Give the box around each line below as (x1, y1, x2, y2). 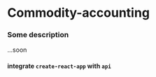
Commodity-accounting (7, 5, 150, 21)
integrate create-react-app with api (7, 62, 112, 71)
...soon (7, 45, 27, 54)
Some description (7, 30, 69, 40)
